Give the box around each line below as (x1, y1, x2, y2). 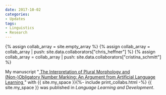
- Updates (5, 16, 26, 21)
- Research (5, 30, 28, 35)
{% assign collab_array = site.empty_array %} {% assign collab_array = (5, 44, 150, 49)
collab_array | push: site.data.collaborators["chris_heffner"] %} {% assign (5, 49, 156, 55)
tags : (5, 21, 16, 26)
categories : (5, 12, 30, 17)
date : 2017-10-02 (5, 7, 41, 12)
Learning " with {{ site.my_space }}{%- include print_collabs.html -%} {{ (5, 79, 152, 85)
